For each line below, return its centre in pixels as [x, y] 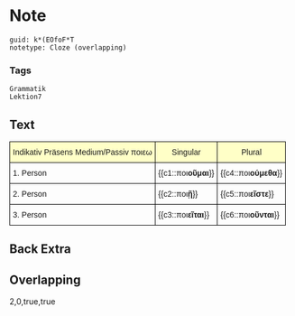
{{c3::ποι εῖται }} [184, 215]
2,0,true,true [32, 302]
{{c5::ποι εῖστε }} [247, 194]
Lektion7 [26, 97]
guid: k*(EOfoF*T [42, 40]
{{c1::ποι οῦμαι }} [186, 173]
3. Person [30, 215]
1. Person [30, 173]
